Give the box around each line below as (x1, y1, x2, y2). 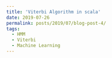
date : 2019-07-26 (6, 14, 50, 21)
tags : (6, 25, 20, 32)
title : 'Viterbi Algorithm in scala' (6, 8, 101, 15)
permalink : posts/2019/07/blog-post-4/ (6, 20, 107, 26)
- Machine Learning (11, 43, 61, 49)
